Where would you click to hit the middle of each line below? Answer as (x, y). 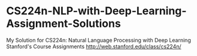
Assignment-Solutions (63, 24)
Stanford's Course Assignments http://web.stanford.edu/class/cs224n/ (94, 46)
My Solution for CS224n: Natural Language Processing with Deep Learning (99, 40)
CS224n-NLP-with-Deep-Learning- (96, 11)
